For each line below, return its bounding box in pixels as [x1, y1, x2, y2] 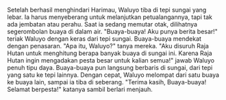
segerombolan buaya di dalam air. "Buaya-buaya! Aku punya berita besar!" [7, 27, 218, 35]
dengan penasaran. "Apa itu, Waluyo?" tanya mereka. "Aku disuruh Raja [7, 42, 209, 50]
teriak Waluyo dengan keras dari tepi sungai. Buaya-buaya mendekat [7, 35, 202, 43]
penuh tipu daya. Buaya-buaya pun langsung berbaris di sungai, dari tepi [7, 64, 213, 71]
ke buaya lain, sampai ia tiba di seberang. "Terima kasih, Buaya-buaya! [7, 78, 207, 86]
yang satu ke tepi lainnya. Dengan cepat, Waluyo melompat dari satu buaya [7, 71, 220, 79]
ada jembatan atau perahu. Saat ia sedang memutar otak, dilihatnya [7, 20, 197, 28]
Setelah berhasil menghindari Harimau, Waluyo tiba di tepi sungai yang [7, 6, 207, 14]
